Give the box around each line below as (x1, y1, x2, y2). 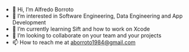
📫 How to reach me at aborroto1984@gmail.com (12, 39, 136, 46)
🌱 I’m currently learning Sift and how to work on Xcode (12, 25, 150, 32)
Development (12, 19, 46, 26)
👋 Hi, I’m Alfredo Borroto (12, 6, 74, 13)
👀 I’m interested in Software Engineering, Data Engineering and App (12, 12, 183, 20)
